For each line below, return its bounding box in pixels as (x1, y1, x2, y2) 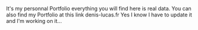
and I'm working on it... (6, 18, 62, 24)
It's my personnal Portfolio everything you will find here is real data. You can (6, 5, 192, 12)
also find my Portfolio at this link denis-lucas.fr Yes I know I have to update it (6, 11, 192, 18)
